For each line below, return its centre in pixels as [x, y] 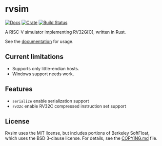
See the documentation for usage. [39, 41]
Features [19, 89]
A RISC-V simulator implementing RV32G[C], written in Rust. [65, 32]
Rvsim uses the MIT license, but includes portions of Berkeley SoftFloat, [77, 133]
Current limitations [34, 57]
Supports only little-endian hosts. [46, 68]
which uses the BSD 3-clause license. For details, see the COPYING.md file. [81, 138]
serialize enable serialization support [51, 101]
